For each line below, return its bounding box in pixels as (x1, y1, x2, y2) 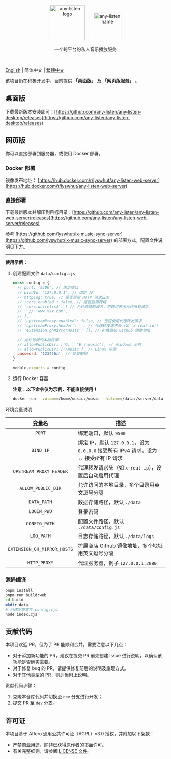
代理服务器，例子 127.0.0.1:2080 (78, 559, 157, 566)
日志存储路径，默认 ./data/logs (78, 532, 154, 540)
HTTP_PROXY (27, 560, 54, 565)
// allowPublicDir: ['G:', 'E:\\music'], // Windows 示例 (17, 342, 141, 347)
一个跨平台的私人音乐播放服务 (54, 46, 117, 52)
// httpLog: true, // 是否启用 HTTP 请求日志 (17, 295, 109, 300)
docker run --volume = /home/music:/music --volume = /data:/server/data (12, 396, 164, 401)
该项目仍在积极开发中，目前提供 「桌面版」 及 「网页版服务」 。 (5, 78, 140, 84)
